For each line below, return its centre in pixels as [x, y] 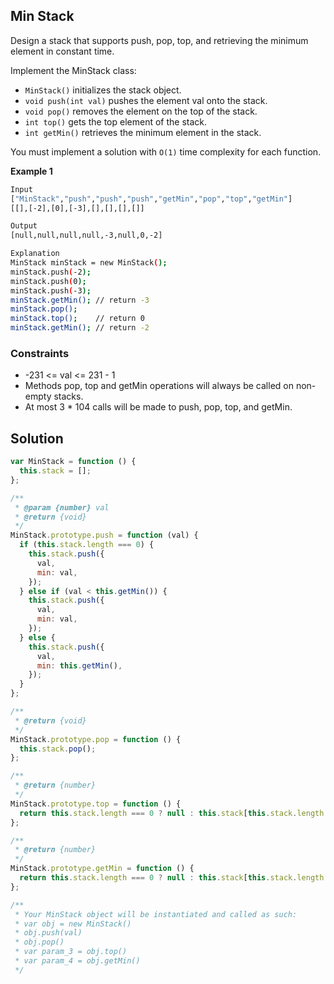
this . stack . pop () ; [58, 749]
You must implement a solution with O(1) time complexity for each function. [166, 151]
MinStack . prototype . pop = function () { [96, 739]
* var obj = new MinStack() [73, 924]
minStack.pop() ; [44, 309]
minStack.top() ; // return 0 [77, 319]
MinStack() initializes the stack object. [103, 90]
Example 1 [31, 171]
